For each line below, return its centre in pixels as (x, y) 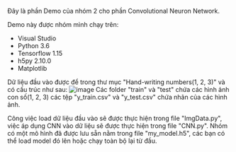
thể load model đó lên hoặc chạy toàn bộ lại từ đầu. (82, 141)
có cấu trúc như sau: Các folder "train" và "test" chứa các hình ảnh (118, 89)
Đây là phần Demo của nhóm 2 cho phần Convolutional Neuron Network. (114, 11)
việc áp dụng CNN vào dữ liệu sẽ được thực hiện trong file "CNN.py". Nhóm (118, 126)
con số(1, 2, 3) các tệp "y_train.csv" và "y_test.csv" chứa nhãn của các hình (118, 97)
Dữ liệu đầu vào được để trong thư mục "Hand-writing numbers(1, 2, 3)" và (116, 82)
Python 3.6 (33, 46)
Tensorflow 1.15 (40, 53)
